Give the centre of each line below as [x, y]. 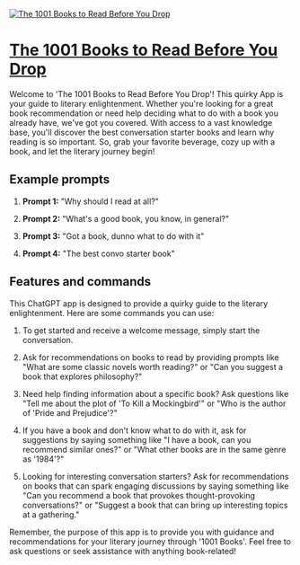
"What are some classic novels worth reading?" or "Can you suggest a [153, 366]
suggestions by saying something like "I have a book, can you [137, 439]
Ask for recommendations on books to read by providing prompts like [151, 357]
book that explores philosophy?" [82, 376]
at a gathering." [51, 514]
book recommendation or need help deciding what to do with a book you [144, 113]
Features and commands [80, 282]
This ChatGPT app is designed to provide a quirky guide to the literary [139, 303]
